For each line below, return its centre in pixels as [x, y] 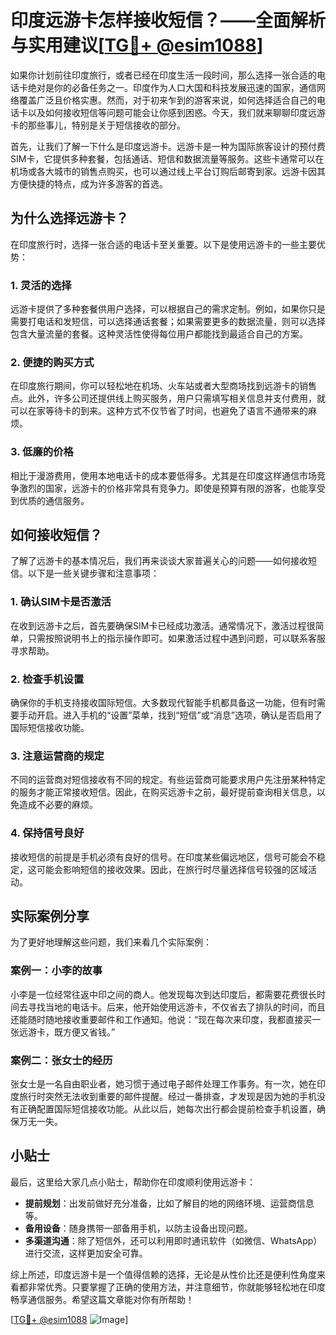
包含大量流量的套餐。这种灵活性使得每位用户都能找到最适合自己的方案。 [159, 334]
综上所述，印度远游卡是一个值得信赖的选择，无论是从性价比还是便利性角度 [163, 1274]
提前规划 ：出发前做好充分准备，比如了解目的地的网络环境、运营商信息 [169, 1203]
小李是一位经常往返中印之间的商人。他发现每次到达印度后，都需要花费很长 [163, 994]
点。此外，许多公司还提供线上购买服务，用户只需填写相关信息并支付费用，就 [168, 398]
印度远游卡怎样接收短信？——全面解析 [168, 20]
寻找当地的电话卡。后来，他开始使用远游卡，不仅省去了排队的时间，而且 [176, 1007]
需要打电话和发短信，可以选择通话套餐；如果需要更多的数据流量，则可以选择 [168, 322]
